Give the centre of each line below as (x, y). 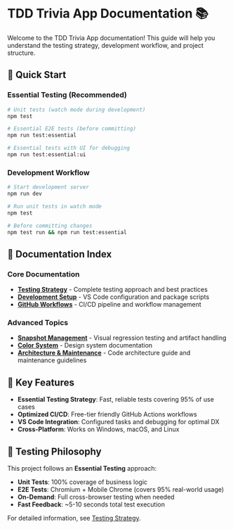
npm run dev (25, 194)
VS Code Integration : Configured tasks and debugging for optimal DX (118, 422)
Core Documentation (44, 274)
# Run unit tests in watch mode (54, 206)
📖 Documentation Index (60, 254)
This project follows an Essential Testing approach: (82, 469)
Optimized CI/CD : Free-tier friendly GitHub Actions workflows (107, 414)
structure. (21, 53)
